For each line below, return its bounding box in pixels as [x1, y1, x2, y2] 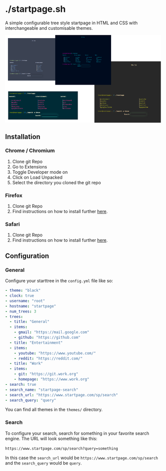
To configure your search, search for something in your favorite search [5, 430, 150, 436]
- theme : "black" [5, 288, 41, 293]
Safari [5, 221, 20, 228]
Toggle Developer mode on [12, 169, 68, 175]
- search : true [5, 382, 37, 387]
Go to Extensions [12, 163, 47, 169]
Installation [5, 132, 41, 141]
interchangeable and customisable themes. [5, 25, 93, 31]
